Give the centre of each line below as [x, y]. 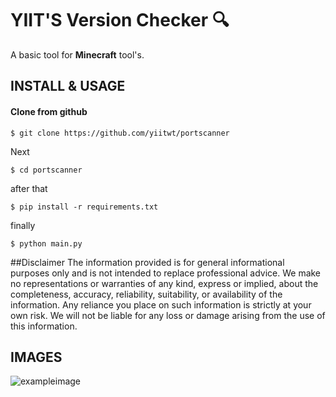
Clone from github [49, 111]
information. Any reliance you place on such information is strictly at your [161, 304]
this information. [44, 326]
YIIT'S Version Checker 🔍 [120, 20]
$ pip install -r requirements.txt [84, 207]
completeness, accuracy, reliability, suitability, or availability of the [146, 294]
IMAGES [36, 357]
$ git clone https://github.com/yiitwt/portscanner [120, 133]
